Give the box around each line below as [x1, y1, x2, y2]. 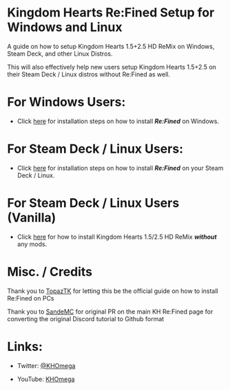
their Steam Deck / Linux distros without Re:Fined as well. [7, 70, 171, 78]
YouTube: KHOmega [17, 375, 75, 383]
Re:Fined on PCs [7, 294, 54, 302]
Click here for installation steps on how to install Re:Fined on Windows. [17, 117, 219, 125]
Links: [7, 338, 43, 354]
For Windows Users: [7, 94, 126, 110]
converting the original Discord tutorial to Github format [7, 314, 165, 323]
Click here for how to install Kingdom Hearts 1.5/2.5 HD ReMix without [17, 232, 217, 241]
